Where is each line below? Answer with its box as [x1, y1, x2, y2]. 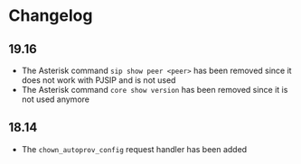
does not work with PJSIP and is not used [21, 75, 176, 86]
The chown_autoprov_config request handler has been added [21, 143, 248, 154]
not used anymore [21, 94, 89, 105]
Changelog [8, 5, 93, 26]
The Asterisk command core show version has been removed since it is [21, 85, 288, 95]
